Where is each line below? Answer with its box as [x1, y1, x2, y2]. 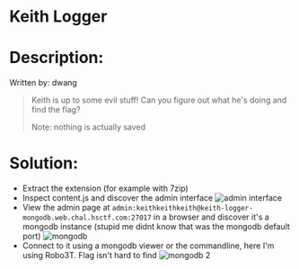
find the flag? [31, 104, 81, 115]
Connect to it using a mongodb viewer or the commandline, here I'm [22, 240, 275, 251]
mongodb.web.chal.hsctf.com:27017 [22, 213, 152, 222]
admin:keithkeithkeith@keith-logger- [111, 204, 253, 213]
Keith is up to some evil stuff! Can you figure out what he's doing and [31, 94, 287, 105]
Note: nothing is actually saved [31, 121, 146, 132]
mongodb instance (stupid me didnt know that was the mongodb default [22, 221, 290, 232]
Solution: [9, 153, 79, 174]
